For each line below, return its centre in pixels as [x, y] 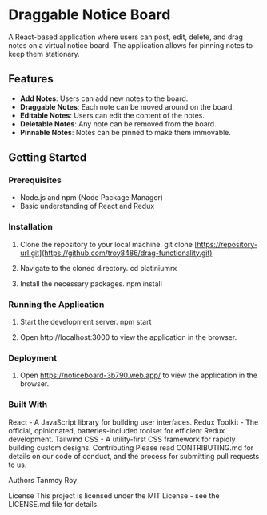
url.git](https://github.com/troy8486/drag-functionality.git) [116, 253]
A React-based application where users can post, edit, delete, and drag [126, 37]
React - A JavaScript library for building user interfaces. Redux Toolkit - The [133, 422]
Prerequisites [35, 180]
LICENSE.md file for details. [54, 504]
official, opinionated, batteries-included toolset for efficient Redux [117, 430]
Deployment [33, 357]
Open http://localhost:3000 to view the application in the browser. [128, 337]
